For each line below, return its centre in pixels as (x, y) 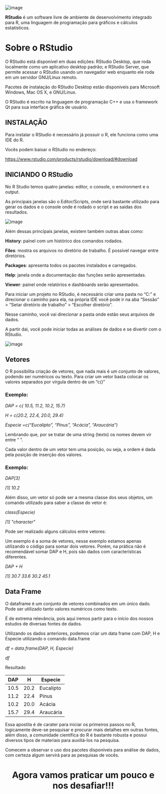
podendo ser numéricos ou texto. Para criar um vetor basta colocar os (77, 377)
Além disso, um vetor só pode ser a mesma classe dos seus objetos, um (79, 497)
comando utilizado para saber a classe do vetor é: (56, 503)
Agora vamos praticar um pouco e (83, 775)
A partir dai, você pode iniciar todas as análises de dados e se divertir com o (83, 329)
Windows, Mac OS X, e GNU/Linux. (41, 92)
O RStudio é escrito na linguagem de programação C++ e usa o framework (82, 102)
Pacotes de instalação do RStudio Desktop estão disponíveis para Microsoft (83, 87)
